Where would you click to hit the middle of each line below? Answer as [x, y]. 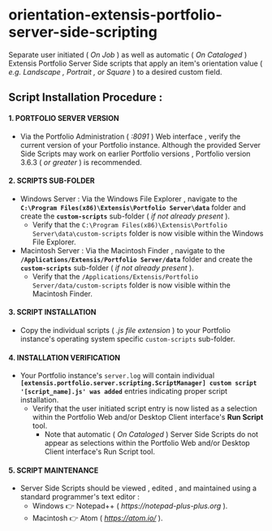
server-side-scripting [83, 32]
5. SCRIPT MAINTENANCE [54, 470]
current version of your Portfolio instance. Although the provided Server [140, 145]
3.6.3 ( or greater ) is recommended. [81, 162]
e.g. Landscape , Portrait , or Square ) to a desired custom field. [115, 71]
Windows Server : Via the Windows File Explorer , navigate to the [129, 199]
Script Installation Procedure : [86, 98]
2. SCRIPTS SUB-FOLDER [52, 181]
